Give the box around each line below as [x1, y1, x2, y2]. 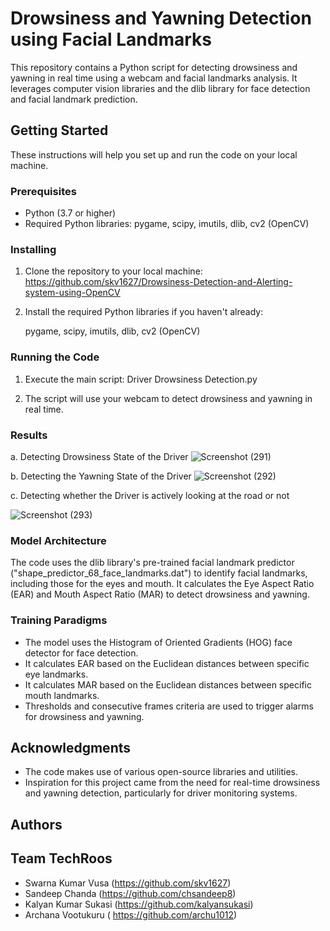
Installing [10, 242, 57, 256]
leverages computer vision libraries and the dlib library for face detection [10, 82, 311, 94]
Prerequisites [10, 184, 77, 198]
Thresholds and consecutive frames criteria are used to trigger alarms [24, 700, 314, 712]
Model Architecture [10, 533, 107, 547]
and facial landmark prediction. [10, 93, 138, 105]
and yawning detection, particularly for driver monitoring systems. [24, 787, 298, 799]
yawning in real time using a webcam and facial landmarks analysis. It [10, 72, 298, 84]
